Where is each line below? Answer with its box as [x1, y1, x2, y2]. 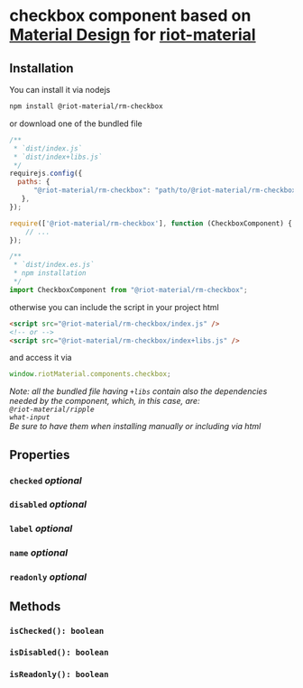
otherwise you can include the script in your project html [9, 301, 219, 312]
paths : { [17, 178, 50, 187]
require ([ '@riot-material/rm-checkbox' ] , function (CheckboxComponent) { [9, 218, 293, 228]
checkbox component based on [9, 5, 252, 26]
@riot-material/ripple [9, 405, 95, 415]
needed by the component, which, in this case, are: [9, 396, 200, 407]
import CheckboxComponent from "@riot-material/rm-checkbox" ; [9, 285, 248, 294]
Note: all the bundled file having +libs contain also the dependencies [9, 386, 268, 397]
